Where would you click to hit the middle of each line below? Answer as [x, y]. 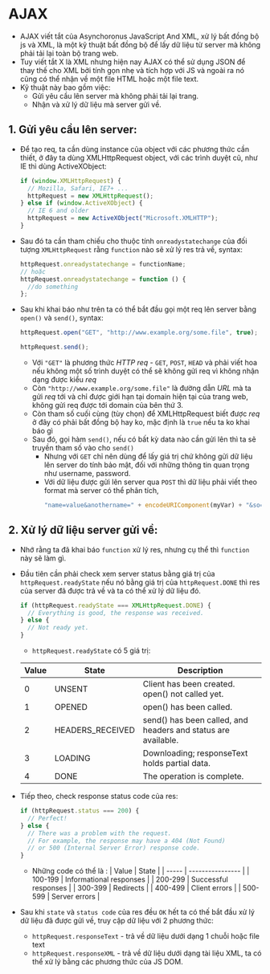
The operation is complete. [193, 776]
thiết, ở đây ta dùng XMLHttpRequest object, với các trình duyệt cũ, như [139, 157]
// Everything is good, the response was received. [116, 613]
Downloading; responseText [195, 753]
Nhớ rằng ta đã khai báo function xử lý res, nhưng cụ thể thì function [135, 549]
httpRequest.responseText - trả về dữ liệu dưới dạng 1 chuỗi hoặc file [145, 936]
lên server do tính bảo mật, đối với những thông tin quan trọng [147, 465]
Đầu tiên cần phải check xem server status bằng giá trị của [117, 573]
